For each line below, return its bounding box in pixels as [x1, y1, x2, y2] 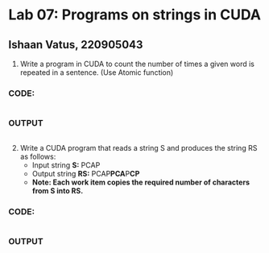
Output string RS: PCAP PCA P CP [31, 168, 140, 178]
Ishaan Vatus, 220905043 [8, 38, 143, 52]
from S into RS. [31, 185, 84, 195]
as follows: [19, 151, 56, 161]
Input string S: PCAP [31, 160, 101, 170]
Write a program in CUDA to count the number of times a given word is [19, 59, 255, 68]
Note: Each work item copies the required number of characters [31, 177, 250, 187]
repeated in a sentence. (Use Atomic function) [19, 68, 174, 77]
